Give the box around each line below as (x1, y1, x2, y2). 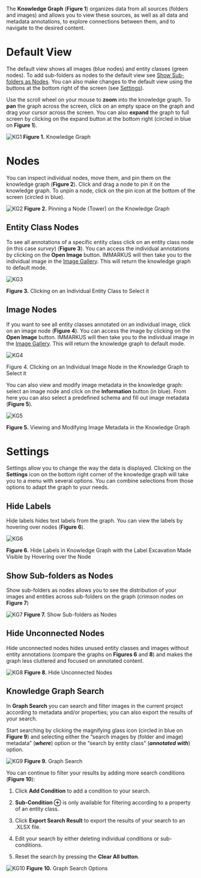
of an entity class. (14, 805, 59, 812)
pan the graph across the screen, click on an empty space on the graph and (6, 102, 194, 109)
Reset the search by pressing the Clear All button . (14, 853, 140, 860)
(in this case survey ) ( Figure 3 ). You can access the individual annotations (6, 245, 190, 252)
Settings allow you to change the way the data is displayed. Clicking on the (6, 464, 191, 471)
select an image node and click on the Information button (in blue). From (6, 387, 187, 394)
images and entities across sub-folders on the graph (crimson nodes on (6, 593, 184, 600)
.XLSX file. (14, 823, 41, 830)
